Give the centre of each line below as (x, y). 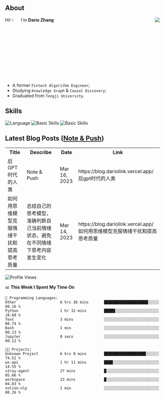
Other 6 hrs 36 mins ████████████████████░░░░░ (82, 302)
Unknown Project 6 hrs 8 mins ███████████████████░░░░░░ (82, 354)
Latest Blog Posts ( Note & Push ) (55, 139)
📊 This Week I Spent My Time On (40, 287)
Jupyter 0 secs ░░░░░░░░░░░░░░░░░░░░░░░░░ (82, 336)
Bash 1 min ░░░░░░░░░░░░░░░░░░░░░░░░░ (82, 328)
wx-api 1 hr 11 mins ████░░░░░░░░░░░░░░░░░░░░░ (82, 362)
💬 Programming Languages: (31, 298)
